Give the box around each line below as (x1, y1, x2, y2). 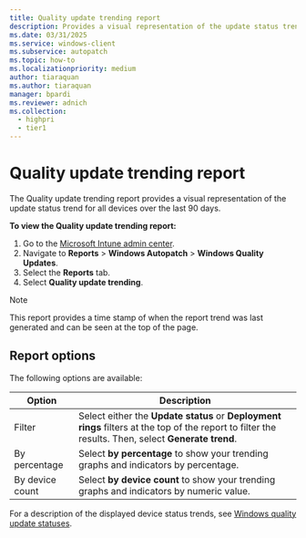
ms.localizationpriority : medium (9, 65, 137, 74)
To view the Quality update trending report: (9, 220, 177, 231)
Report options (9, 348, 96, 364)
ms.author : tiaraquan (9, 81, 92, 90)
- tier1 (17, 124, 47, 133)
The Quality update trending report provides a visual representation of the (9, 192, 287, 203)
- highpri (17, 115, 55, 124)
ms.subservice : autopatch (9, 47, 107, 57)
